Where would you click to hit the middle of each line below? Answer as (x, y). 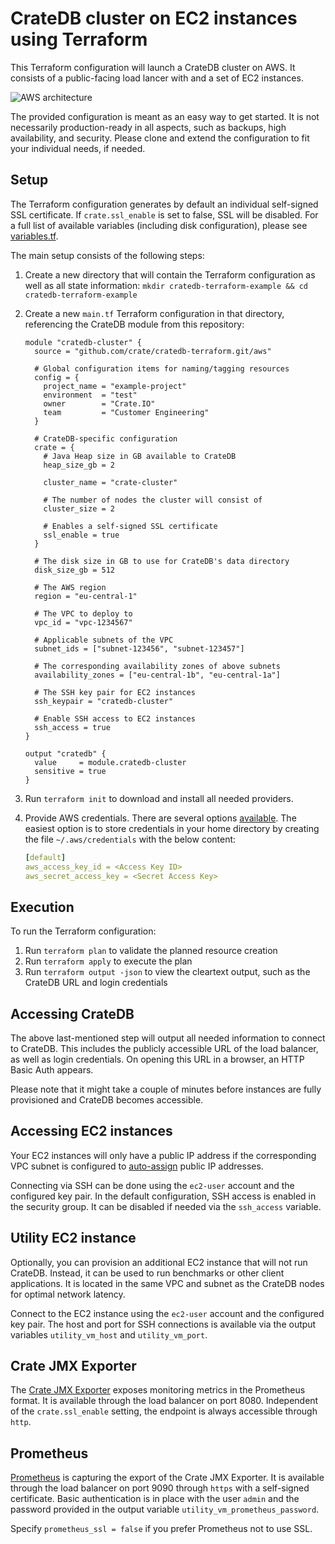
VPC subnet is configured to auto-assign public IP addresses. (137, 1166)
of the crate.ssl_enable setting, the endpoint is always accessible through (164, 1411)
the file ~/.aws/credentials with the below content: (130, 839)
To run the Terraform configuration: (83, 931)
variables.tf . (34, 236)
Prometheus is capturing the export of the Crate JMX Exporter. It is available (167, 1478)
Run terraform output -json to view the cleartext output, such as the (167, 972)
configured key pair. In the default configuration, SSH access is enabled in (163, 1196)
